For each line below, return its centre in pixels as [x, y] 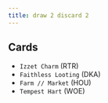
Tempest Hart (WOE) [52, 91]
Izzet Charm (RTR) [49, 66]
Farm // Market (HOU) [55, 83]
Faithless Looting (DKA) [60, 75]
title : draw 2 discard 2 [49, 15]
